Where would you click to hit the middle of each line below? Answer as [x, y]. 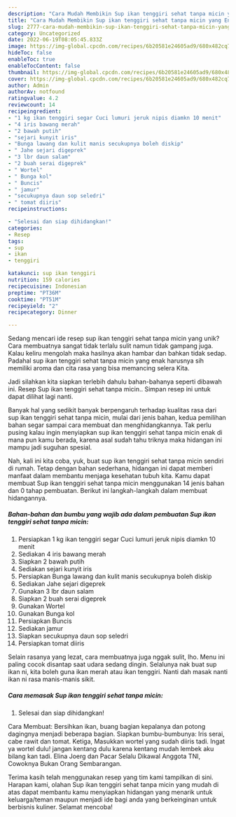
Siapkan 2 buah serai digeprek [62, 599]
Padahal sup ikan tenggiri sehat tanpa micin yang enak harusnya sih [106, 361]
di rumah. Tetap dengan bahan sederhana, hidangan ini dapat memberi [110, 468]
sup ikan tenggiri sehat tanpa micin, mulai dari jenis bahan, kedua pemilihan [117, 418]
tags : [16, 241]
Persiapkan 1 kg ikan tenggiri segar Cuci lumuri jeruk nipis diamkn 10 [117, 539]
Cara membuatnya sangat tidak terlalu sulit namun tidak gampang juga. [111, 346]
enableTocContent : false [44, 66]
